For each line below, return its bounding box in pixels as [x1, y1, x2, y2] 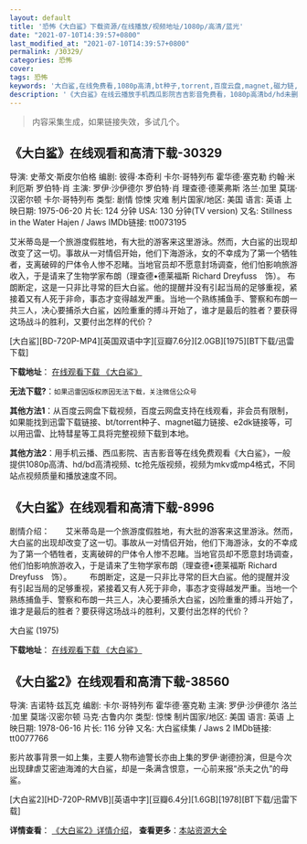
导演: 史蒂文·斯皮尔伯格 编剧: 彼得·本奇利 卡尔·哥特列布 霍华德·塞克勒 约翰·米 [9, 171, 295, 183]
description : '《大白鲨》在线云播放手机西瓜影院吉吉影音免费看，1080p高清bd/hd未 [9, 90, 291, 99]
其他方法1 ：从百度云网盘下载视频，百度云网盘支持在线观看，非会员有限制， [9, 406, 294, 417]
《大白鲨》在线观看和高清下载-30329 [9, 145, 222, 161]
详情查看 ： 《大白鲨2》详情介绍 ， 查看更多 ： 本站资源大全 [9, 824, 228, 836]
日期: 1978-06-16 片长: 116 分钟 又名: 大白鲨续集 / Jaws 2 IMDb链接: [16, 723, 272, 733]
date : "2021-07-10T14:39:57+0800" [9, 30, 142, 39]
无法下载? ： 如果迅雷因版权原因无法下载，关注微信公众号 [9, 385, 197, 397]
